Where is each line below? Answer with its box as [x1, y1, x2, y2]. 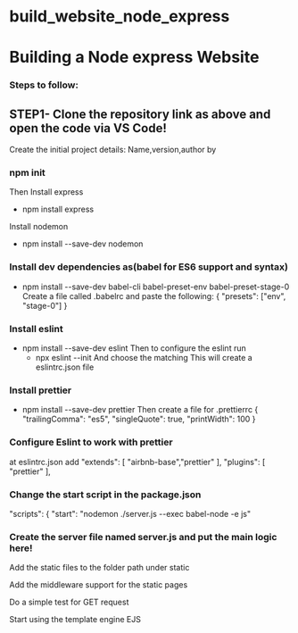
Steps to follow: [9, 79, 79, 91]
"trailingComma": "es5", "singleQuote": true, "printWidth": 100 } [21, 413, 256, 425]
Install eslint [9, 322, 64, 335]
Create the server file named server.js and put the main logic [9, 530, 277, 543]
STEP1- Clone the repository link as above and [9, 106, 271, 121]
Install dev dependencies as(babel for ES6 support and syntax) [9, 261, 288, 273]
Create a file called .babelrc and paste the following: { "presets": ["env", [21, 290, 286, 301]
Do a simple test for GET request [9, 596, 129, 608]
